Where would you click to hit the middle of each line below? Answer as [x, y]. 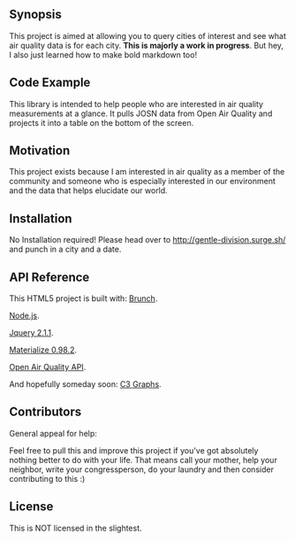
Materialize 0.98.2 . [43, 350]
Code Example [50, 83]
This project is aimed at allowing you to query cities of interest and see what [148, 35]
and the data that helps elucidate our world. [88, 190]
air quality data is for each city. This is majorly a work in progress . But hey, [147, 45]
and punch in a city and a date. [65, 249]
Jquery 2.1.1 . [31, 333]
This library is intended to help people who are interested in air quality [136, 104]
